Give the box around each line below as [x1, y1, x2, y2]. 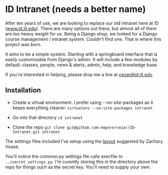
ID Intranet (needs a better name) [5, 4, 146, 15]
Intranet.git [12, 129, 40, 134]
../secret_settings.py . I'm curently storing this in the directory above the [5, 158, 158, 164]
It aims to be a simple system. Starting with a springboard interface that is [5, 51, 158, 57]
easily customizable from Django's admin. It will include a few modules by [5, 56, 158, 62]
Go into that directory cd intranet [12, 114, 83, 120]
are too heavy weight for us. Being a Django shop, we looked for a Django [5, 31, 157, 37]
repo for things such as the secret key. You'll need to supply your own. [5, 164, 151, 170]
